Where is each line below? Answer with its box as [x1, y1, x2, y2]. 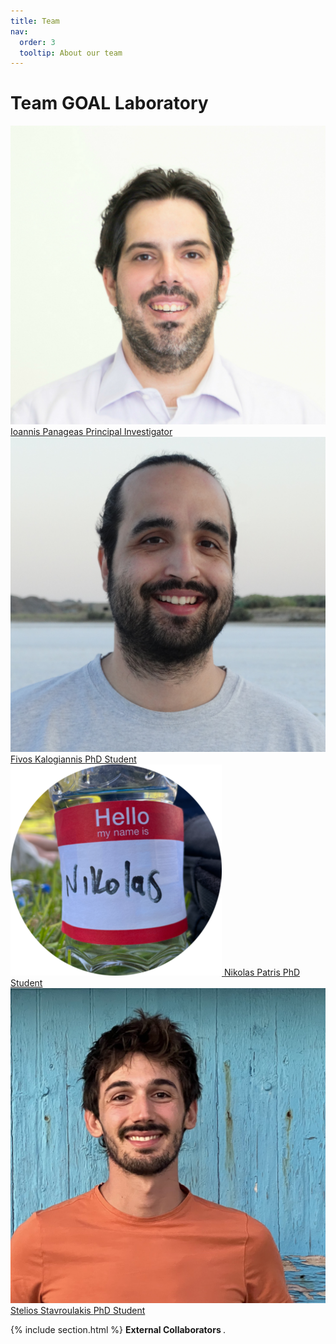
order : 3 [19, 37, 56, 47]
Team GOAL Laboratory [10, 92, 209, 115]
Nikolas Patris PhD [223, 966, 301, 979]
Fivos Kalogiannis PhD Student [10, 753, 137, 765]
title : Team [10, 16, 60, 26]
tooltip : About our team [19, 48, 123, 58]
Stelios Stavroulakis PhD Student [10, 1304, 146, 1316]
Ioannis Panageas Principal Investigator [10, 426, 173, 438]
